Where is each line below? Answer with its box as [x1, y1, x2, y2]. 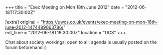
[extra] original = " [5, 19, 43, 25]
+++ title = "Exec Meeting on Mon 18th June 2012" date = [5, 4, 124, 10]
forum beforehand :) [5, 45, 47, 50]
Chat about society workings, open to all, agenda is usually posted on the [5, 39, 157, 45]
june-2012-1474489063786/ [5, 24, 64, 30]
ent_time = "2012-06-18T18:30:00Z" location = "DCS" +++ [5, 30, 126, 35]
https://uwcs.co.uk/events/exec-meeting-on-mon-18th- [42, 19, 158, 25]
